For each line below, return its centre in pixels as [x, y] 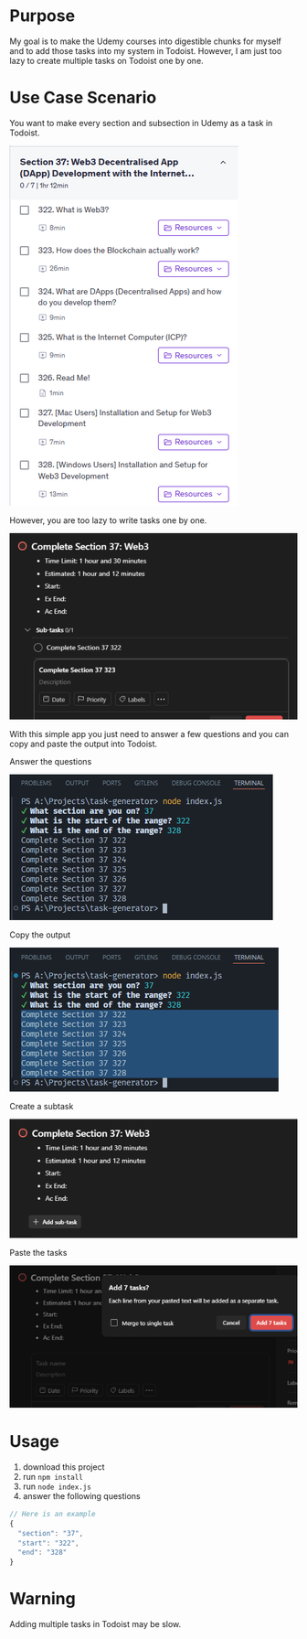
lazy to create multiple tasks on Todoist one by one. [106, 60]
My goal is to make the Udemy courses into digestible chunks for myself [145, 41]
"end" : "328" [42, 1553]
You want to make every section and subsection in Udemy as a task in [141, 123]
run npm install [53, 1476]
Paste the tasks [38, 1252]
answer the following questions [82, 1495]
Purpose [42, 16]
